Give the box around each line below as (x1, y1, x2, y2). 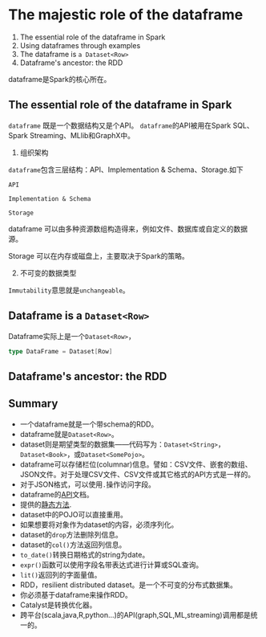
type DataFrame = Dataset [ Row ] (8, 347, 113, 355)
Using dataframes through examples (19, 40, 141, 50)
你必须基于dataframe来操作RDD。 (19, 590, 132, 599)
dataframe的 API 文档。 (19, 489, 94, 499)
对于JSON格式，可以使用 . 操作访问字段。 (19, 480, 156, 489)
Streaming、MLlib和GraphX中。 (29, 130, 135, 140)
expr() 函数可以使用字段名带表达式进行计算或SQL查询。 (19, 560, 204, 570)
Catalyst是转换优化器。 (19, 600, 97, 610)
